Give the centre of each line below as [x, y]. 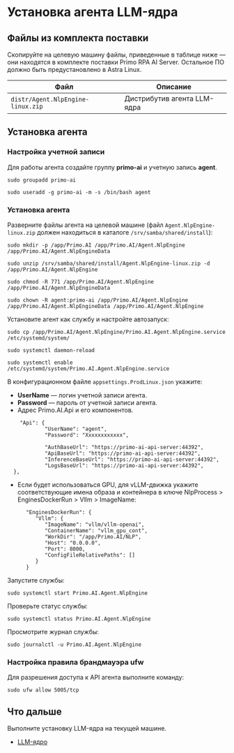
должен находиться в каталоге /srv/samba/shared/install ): [125, 232]
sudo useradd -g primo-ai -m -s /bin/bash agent [79, 192]
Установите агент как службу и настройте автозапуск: [88, 319]
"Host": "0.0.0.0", [72, 543]
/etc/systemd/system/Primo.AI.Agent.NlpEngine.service [88, 368]
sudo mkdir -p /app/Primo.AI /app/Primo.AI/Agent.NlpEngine [96, 245]
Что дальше [34, 711]
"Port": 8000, [65, 549]
